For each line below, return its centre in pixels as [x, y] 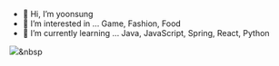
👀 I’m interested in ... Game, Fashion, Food [102, 24]
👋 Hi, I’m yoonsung [58, 14]
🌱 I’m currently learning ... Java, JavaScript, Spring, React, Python [146, 33]
